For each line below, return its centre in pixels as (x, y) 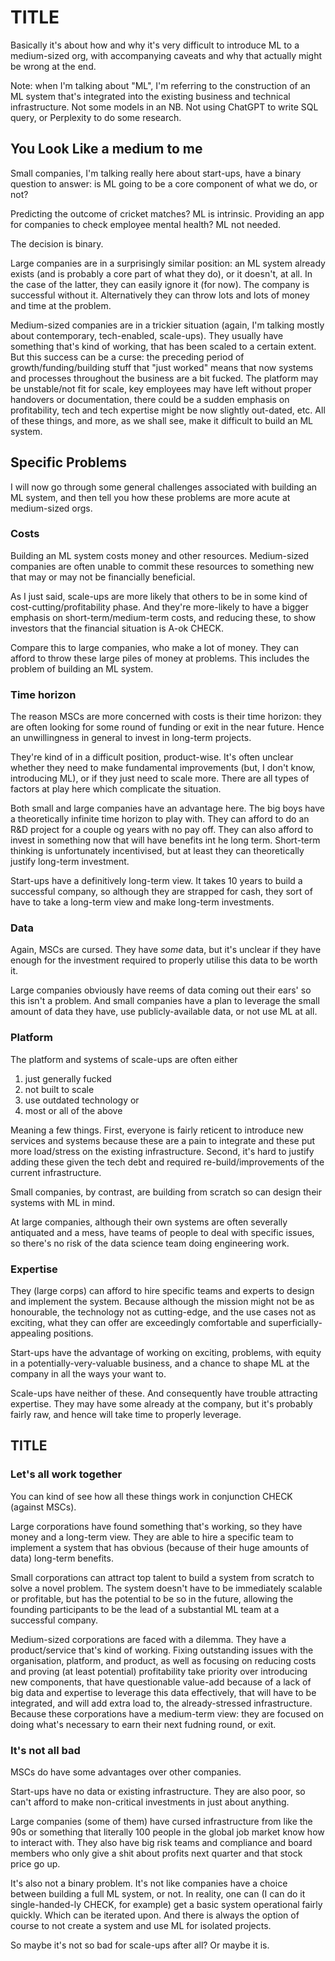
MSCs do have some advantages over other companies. (126, 1772)
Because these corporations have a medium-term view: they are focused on (167, 1713)
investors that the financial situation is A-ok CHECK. (117, 628)
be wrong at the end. (53, 66)
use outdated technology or (82, 1100)
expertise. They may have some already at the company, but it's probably (161, 1404)
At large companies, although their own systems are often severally (149, 1222)
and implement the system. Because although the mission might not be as (162, 1302)
